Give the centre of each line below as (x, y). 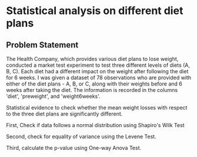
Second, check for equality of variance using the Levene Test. (81, 136)
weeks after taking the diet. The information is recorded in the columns (92, 90)
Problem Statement (42, 45)
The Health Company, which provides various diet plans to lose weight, (92, 59)
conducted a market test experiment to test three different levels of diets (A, (98, 65)
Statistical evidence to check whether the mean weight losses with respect (97, 107)
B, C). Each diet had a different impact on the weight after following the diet (97, 71)
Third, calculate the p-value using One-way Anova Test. (74, 148)
